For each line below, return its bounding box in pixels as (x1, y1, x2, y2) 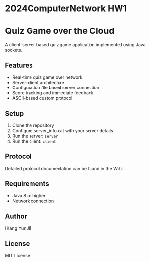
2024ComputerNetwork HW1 (5, 3, 127, 14)
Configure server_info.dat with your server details (12, 127, 113, 133)
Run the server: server (12, 133, 58, 139)
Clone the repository (12, 122, 54, 128)
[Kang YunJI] (5, 225, 32, 231)
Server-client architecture (12, 79, 65, 85)
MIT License (5, 253, 30, 258)
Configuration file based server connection (12, 85, 100, 90)
